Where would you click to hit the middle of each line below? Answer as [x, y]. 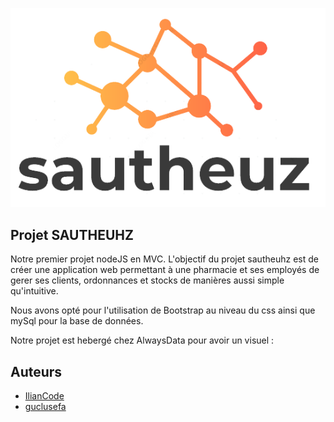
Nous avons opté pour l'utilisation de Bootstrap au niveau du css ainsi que [163, 310]
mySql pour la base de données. [77, 321]
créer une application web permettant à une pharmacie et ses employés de [165, 270]
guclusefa [45, 407]
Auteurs [36, 371]
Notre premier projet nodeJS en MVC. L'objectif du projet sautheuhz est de [164, 259]
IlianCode [44, 396]
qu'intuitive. [34, 291]
